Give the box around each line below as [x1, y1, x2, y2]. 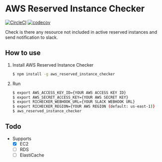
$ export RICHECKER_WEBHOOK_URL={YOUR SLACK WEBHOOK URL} [12, 99, 135, 104]
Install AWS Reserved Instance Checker [12, 62, 94, 68]
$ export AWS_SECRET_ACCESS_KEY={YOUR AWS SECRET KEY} [12, 95, 129, 100]
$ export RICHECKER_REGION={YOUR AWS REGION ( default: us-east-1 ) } [12, 104, 156, 109]
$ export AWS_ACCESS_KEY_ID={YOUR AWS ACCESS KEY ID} [12, 90, 126, 95]
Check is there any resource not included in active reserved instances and [5, 29, 158, 35]
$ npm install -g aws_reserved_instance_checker [12, 72, 115, 77]
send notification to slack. [5, 34, 58, 40]
